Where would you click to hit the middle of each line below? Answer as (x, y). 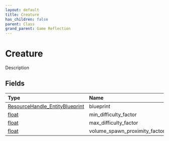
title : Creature (22, 15)
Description (17, 68)
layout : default (22, 10)
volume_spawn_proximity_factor (127, 131)
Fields (15, 84)
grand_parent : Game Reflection (38, 29)
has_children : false (27, 19)
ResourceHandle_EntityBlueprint (46, 106)
